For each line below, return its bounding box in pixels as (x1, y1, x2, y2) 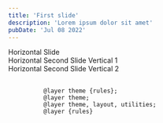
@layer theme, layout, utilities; (43, 101, 157, 109)
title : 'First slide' (8, 11, 80, 20)
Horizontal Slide (8, 48, 61, 57)
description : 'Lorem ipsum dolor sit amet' (8, 19, 154, 27)
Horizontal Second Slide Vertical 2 (8, 64, 120, 74)
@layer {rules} (43, 107, 93, 116)
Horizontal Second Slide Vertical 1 (8, 56, 118, 65)
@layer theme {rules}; (43, 87, 118, 95)
